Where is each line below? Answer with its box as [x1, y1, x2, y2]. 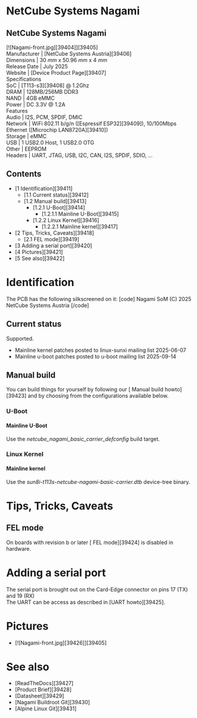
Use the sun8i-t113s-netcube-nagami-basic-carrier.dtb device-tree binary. [6, 478, 190, 485]
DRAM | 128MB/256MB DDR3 [6, 88, 79, 95]
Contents [6, 169, 42, 179]
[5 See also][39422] [14, 254, 65, 262]
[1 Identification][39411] [14, 185, 73, 192]
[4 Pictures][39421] [14, 248, 63, 255]
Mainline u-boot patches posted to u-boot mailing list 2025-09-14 [14, 352, 177, 360]
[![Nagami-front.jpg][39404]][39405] [6, 44, 98, 51]
